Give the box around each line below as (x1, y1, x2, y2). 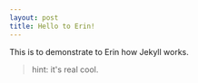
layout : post (9, 13, 59, 23)
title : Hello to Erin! (9, 22, 95, 31)
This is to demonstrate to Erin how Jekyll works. (9, 46, 189, 57)
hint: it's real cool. (31, 64, 99, 75)
